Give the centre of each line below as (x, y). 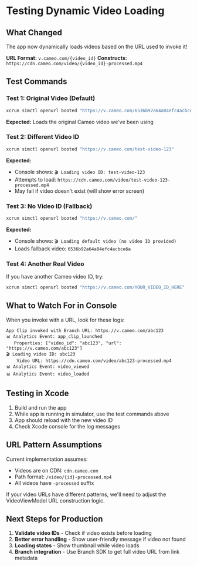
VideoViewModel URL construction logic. (55, 500)
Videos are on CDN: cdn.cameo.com (56, 470)
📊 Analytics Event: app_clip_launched (54, 336)
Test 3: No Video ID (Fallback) (49, 206)
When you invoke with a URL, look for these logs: (65, 320)
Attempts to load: (35, 179)
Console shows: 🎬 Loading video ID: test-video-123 (80, 172)
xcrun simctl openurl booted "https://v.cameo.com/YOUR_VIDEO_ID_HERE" (95, 287)
